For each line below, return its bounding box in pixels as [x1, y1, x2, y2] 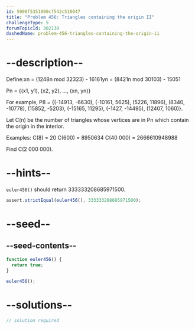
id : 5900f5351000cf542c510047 [6, 8, 81, 15]
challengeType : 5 [6, 20, 49, 25]
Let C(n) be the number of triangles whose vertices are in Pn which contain [6, 117, 189, 124]
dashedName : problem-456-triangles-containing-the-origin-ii [6, 31, 160, 37]
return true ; [11, 262, 44, 268]
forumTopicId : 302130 [6, 25, 60, 31]
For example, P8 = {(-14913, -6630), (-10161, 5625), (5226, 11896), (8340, [6, 99, 185, 106]
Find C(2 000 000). [6, 146, 53, 153]
